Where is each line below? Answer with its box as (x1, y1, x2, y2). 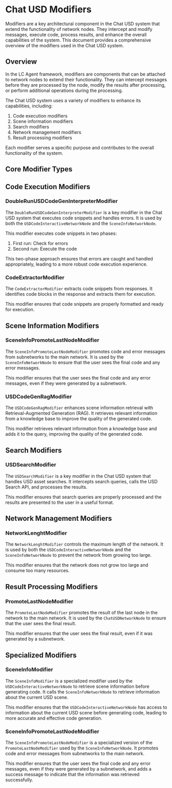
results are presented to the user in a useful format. (5, 499, 114, 505)
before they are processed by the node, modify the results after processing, (5, 82, 166, 88)
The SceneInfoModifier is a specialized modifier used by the (5, 678, 132, 684)
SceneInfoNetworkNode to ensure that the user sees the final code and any (5, 359, 160, 365)
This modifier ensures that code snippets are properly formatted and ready (5, 301, 164, 307)
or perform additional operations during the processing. (5, 87, 123, 93)
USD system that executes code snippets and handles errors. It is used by (5, 215, 162, 221)
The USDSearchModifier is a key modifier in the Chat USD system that (5, 473, 151, 479)
